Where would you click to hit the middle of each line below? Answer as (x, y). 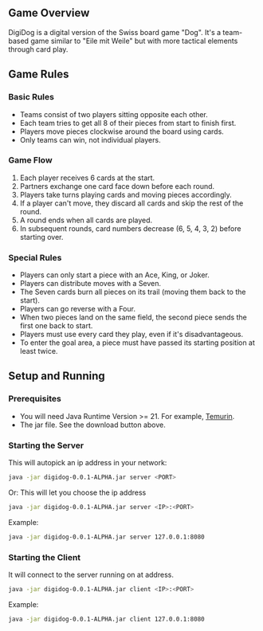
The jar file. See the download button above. (92, 425)
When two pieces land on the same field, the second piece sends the (133, 317)
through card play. (38, 49)
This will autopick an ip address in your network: (88, 463)
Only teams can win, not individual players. (90, 139)
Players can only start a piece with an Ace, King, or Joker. (114, 275)
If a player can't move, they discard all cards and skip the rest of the (131, 203)
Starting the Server (46, 445)
